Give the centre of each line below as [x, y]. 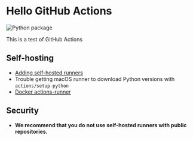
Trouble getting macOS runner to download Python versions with [95, 79]
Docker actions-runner [43, 92]
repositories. [31, 131]
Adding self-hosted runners [49, 73]
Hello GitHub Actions [59, 11]
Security [22, 111]
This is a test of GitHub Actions [44, 39]
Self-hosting [30, 58]
